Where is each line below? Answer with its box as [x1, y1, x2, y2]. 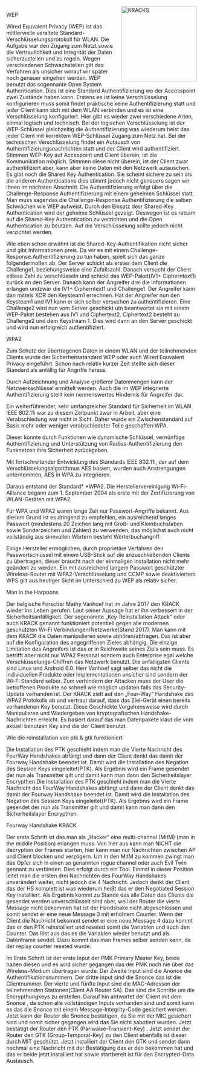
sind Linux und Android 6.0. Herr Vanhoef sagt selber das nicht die [6, 664, 172, 672]
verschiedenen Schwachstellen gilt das [6, 62, 104, 68]
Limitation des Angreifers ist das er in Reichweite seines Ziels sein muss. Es [6, 645, 195, 652]
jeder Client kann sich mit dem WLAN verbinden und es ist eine [6, 106, 164, 114]
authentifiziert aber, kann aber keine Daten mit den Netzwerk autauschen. [6, 164, 190, 171]
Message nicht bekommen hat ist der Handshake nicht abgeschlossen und [6, 904, 192, 911]
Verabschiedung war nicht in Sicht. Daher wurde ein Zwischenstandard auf [6, 415, 193, 423]
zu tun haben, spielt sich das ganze [76, 253, 165, 260]
